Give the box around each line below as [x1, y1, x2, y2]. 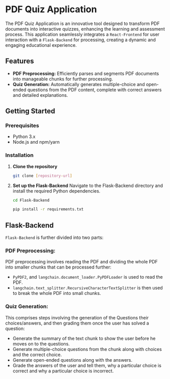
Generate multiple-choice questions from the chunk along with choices [12, 346, 162, 352]
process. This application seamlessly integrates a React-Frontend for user [5, 31, 160, 37]
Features [5, 57, 34, 66]
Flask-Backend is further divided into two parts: [5, 234, 104, 240]
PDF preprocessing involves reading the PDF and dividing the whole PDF [5, 259, 158, 265]
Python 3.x [12, 133, 36, 140]
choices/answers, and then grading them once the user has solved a [5, 320, 149, 326]
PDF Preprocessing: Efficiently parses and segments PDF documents [12, 70, 159, 76]
